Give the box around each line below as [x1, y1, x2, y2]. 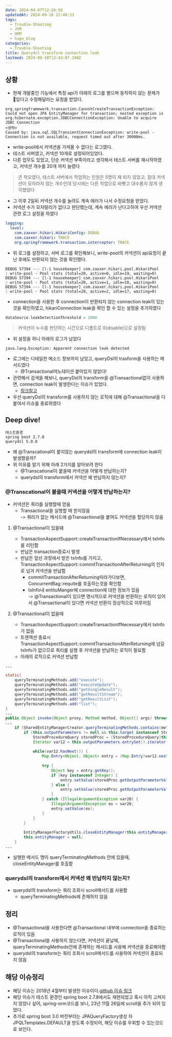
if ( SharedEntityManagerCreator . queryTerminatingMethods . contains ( [14, 725, 161, 730]
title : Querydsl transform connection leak [5, 50, 100, 55]
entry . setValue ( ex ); [51, 806, 95, 811]
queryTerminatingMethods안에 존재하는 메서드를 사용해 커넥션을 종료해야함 [12, 943, 166, 950]
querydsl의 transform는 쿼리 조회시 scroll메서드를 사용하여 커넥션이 [12, 950, 149, 956]
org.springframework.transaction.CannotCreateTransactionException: [5, 107, 155, 112]
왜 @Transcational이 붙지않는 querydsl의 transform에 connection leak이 [12, 449, 162, 455]
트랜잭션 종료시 [20, 634, 51, 640]
